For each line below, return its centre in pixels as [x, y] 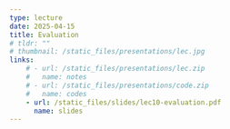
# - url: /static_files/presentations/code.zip [117, 85]
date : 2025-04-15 [42, 26]
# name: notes [57, 77]
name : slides [58, 111]
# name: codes [57, 94]
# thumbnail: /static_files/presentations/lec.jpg [107, 52]
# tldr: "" [30, 43]
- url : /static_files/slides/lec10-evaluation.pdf [124, 102]
